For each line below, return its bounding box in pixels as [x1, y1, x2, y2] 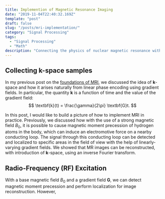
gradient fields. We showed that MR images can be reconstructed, [21, 145, 156, 150]
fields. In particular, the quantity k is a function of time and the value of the [5, 90, 156, 96]
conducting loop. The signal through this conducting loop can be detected [5, 134, 156, 140]
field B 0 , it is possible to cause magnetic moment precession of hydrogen [5, 123, 154, 130]
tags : [5, 35, 16, 40]
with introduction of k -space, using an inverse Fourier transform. [5, 150, 136, 156]
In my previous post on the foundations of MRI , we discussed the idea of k [5, 79, 156, 85]
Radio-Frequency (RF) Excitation [5, 164, 107, 172]
